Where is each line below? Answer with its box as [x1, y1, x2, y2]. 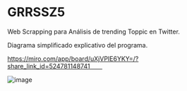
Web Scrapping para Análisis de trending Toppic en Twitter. [7, 27, 180, 36]
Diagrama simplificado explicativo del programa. [7, 41, 148, 49]
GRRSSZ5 [7, 4, 66, 20]
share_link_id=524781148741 [7, 62, 90, 70]
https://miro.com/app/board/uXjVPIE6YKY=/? [7, 54, 139, 63]
